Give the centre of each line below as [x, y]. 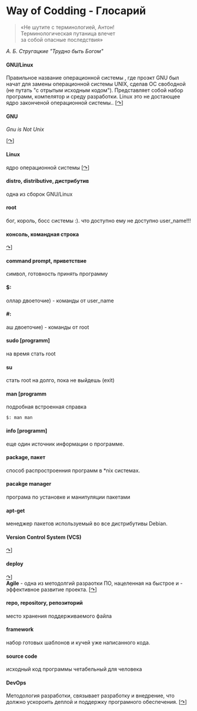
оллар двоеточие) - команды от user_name [60, 300]
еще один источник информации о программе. [65, 444]
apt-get [16, 511]
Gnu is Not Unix [25, 129]
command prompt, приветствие [46, 261]
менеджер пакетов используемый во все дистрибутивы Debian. [87, 524]
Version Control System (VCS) [44, 537]
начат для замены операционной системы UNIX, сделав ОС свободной [96, 84]
